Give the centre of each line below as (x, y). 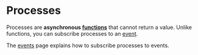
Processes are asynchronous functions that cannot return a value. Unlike (99, 27)
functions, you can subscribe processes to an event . (72, 33)
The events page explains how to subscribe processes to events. (88, 45)
